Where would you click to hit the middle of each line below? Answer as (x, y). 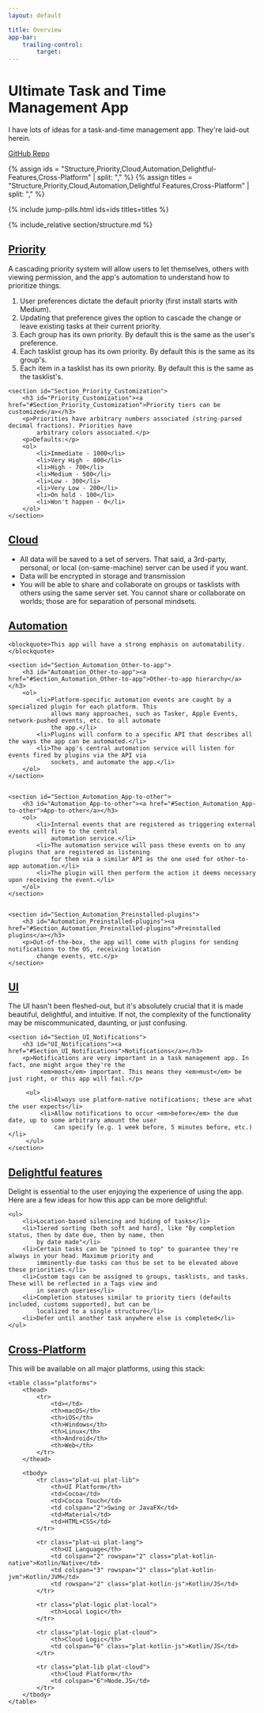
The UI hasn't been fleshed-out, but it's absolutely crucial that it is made (126, 1006)
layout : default (35, 15)
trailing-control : (53, 44)
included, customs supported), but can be (79, 1305)
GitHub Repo (29, 154)
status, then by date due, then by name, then (86, 1236)
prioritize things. (35, 285)
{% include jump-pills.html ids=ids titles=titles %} (89, 210)
